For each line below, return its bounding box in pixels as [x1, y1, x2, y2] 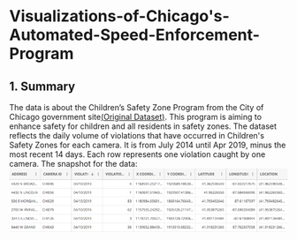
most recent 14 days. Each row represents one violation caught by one [9, 149, 266, 160]
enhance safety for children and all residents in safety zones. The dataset [9, 121, 277, 131]
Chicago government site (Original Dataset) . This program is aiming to [9, 112, 263, 122]
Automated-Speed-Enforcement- [9, 25, 261, 45]
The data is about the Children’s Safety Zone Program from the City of [9, 102, 264, 112]
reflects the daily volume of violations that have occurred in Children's [9, 131, 265, 140]
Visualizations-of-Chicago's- [9, 6, 230, 26]
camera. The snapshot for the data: [9, 159, 138, 169]
